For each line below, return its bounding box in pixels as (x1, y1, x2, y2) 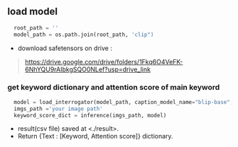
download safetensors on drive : (17, 44, 112, 52)
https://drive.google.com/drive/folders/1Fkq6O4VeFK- (24, 57, 183, 66)
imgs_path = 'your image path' (13, 105, 103, 112)
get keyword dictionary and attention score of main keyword (7, 83, 220, 93)
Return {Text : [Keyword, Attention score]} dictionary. (17, 132, 173, 141)
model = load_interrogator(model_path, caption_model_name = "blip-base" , (13, 98, 234, 105)
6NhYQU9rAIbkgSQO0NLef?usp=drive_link (24, 65, 151, 73)
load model (7, 6, 58, 18)
